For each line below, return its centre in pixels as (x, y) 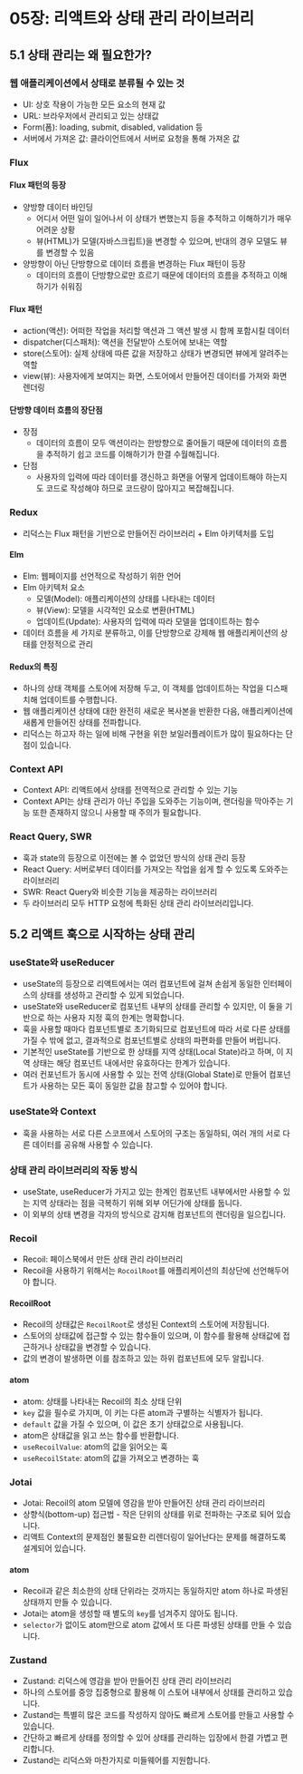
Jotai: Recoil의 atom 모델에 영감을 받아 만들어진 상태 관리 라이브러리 (144, 1503)
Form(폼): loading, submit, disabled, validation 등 (113, 127)
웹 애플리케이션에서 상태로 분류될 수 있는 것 (97, 83)
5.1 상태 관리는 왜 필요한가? (80, 55)
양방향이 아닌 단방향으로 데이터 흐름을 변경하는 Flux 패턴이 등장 (134, 263)
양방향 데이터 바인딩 (57, 207)
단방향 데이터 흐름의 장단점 (56, 410)
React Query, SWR (51, 837)
